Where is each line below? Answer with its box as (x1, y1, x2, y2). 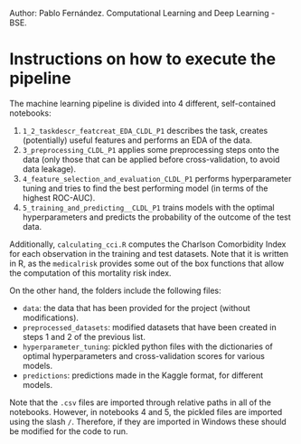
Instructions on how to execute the (9, 49, 277, 70)
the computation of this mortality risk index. (9, 267, 172, 279)
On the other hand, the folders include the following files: (9, 285, 221, 296)
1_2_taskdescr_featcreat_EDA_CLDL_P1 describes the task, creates (22, 125, 268, 136)
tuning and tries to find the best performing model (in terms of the (22, 183, 268, 194)
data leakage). (22, 163, 77, 175)
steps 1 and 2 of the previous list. (22, 331, 146, 342)
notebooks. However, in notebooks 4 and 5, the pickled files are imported (9, 406, 283, 417)
